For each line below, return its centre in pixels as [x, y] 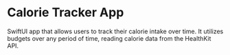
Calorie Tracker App [66, 13]
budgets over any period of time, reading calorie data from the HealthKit [109, 38]
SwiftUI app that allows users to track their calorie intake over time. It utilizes [115, 31]
